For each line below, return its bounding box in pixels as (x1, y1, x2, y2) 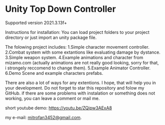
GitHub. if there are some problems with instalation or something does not (5, 90, 155, 96)
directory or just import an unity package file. (5, 34, 97, 40)
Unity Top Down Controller (5, 3, 116, 15)
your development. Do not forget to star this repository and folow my (5, 85, 144, 91)
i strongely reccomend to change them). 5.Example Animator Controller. (5, 65, 151, 71)
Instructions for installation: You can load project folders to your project (5, 29, 150, 35)
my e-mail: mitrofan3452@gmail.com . (5, 114, 82, 120)
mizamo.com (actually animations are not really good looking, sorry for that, (5, 60, 159, 65)
